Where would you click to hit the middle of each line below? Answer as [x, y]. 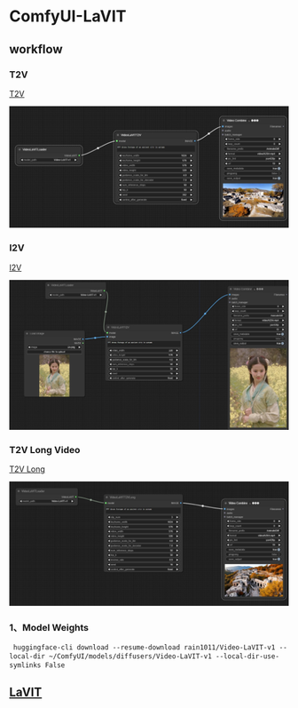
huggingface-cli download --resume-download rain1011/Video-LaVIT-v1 [144, 647]
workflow [36, 49]
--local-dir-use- [247, 656]
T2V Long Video [45, 449]
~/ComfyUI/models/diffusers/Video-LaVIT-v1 [130, 656]
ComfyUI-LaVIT [68, 16]
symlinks [25, 665]
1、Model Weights [49, 627]
